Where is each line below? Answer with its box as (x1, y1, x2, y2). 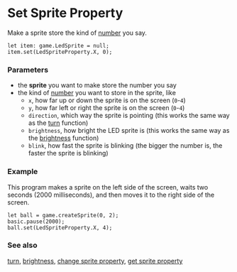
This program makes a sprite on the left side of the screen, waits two (7, 183, 209, 191)
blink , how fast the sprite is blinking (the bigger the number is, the (28, 141, 223, 150)
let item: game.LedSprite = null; (7, 42, 110, 49)
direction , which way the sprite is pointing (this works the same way (28, 111, 230, 120)
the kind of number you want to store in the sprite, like (17, 89, 176, 97)
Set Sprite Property (7, 5, 123, 21)
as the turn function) (28, 119, 89, 127)
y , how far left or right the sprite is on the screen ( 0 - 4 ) (28, 104, 185, 112)
